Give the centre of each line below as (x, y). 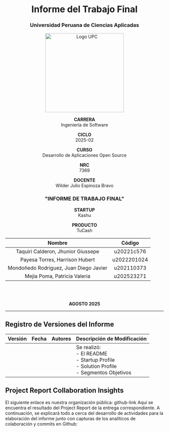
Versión (17, 338)
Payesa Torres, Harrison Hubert (57, 260)
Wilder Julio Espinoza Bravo (84, 186)
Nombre (58, 243)
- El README (92, 354)
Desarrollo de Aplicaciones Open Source (84, 155)
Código (130, 243)
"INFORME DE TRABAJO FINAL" (84, 199)
